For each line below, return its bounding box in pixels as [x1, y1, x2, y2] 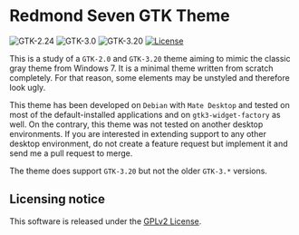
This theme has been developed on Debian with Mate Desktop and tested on [9, 99, 290, 110]
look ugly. [9, 82, 46, 93]
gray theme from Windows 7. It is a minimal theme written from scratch [9, 63, 274, 73]
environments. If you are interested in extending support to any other [9, 128, 267, 139]
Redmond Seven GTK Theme [9, 5, 230, 26]
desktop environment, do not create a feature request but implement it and [9, 138, 288, 149]
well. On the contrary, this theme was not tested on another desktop [9, 119, 264, 130]
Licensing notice [9, 191, 106, 207]
